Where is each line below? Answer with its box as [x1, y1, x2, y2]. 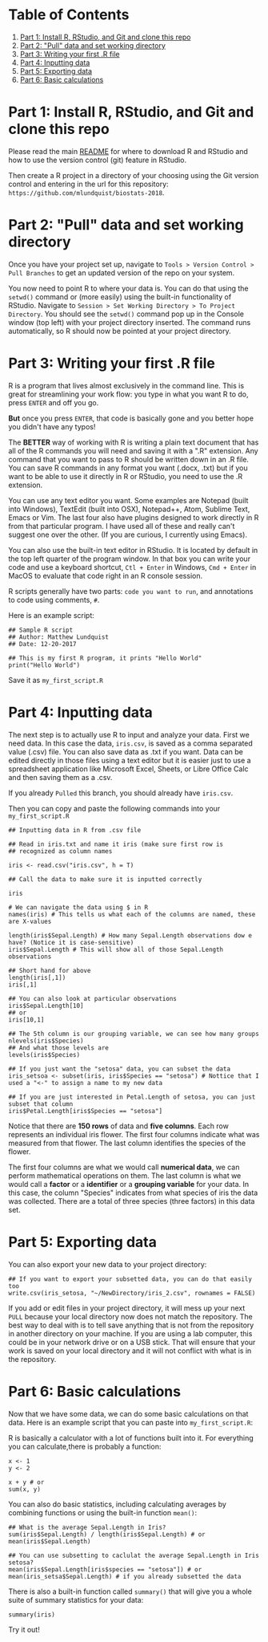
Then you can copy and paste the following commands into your [8, 803, 221, 813]
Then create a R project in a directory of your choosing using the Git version [8, 170, 259, 180]
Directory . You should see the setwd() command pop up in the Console [8, 309, 244, 319]
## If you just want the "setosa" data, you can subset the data [8, 1065, 230, 1073]
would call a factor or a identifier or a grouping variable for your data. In [8, 1179, 250, 1189]
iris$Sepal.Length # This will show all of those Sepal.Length [8, 945, 224, 953]
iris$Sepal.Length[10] [8, 1002, 84, 1010]
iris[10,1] [8, 1015, 45, 1024]
